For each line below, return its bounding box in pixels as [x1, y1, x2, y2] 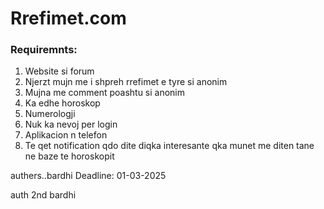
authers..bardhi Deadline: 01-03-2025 [10, 170, 167, 182]
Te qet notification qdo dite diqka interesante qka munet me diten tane [24, 140, 315, 152]
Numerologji [24, 108, 76, 120]
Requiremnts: [10, 43, 78, 57]
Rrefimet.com [10, 7, 127, 30]
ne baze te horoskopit [24, 150, 115, 162]
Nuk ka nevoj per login [24, 118, 118, 131]
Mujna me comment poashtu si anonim [24, 87, 186, 99]
